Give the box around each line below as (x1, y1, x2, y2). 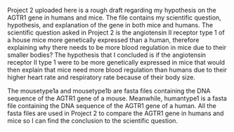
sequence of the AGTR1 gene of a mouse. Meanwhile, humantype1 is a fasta (7, 94, 227, 103)
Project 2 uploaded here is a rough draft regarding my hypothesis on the (7, 6, 216, 14)
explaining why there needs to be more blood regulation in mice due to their (7, 44, 227, 51)
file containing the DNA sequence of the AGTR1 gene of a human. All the (7, 102, 216, 110)
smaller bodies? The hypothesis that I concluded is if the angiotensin (7, 51, 206, 59)
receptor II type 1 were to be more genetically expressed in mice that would (7, 58, 226, 66)
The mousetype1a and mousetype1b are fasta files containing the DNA (7, 87, 211, 95)
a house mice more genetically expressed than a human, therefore (7, 36, 200, 44)
